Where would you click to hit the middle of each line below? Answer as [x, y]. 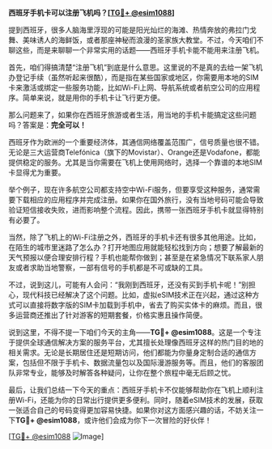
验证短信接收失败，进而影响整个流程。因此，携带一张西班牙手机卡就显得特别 [136, 210]
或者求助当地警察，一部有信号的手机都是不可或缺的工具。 [111, 267]
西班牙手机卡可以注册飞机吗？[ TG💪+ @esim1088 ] [92, 13]
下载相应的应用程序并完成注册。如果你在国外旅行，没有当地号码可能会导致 [139, 200]
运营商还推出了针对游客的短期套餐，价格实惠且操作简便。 [111, 315]
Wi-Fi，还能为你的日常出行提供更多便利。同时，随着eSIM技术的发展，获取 [139, 400]
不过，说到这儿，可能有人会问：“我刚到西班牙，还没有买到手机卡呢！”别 [129, 285]
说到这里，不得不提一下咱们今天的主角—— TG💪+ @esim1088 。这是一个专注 [135, 332]
